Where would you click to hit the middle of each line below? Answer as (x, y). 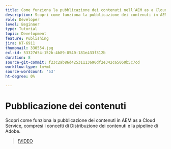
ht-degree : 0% (20, 77)
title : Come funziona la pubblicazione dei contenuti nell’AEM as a (79, 10)
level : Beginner (22, 24)
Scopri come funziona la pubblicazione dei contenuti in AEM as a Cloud (80, 120)
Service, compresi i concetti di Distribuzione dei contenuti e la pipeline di (82, 126)
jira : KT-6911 (20, 43)
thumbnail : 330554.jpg (29, 48)
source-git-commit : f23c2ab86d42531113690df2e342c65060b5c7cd (73, 62)
